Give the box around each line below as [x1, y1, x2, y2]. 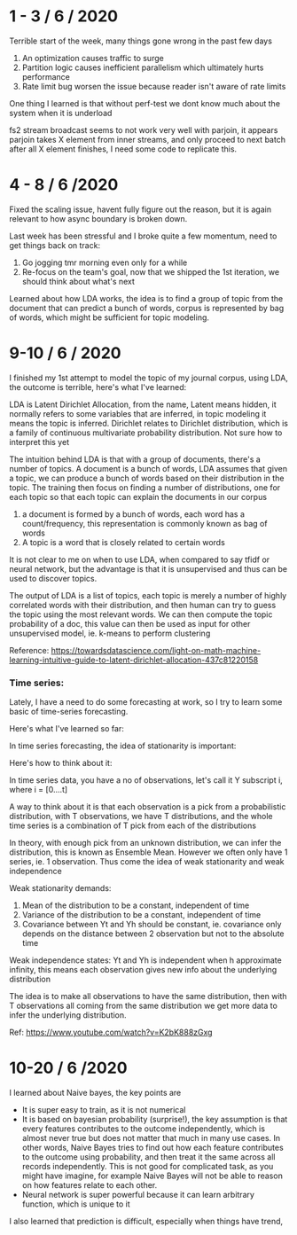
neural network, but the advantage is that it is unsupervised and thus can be [9, 563, 288, 574]
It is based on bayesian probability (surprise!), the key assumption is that [21, 1114, 288, 1125]
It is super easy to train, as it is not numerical [21, 1105, 186, 1115]
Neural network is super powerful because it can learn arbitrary [21, 1190, 255, 1200]
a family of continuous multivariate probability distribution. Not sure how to [9, 427, 283, 438]
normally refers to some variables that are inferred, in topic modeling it [9, 408, 267, 418]
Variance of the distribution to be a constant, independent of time [21, 910, 262, 920]
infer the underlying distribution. [9, 1010, 127, 1020]
